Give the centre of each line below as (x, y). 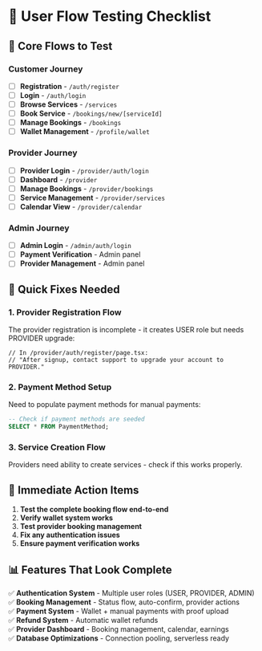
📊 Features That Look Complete (90, 570)
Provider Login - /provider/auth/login (85, 170)
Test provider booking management (81, 527)
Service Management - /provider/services (93, 197)
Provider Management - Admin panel (82, 263)
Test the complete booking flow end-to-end (94, 510)
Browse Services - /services (69, 104)
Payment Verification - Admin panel (80, 254)
